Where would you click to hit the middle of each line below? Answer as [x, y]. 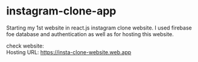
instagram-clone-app [61, 11]
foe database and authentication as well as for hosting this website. [90, 34]
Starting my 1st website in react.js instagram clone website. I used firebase [99, 28]
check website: [25, 46]
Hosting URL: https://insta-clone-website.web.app [69, 52]
